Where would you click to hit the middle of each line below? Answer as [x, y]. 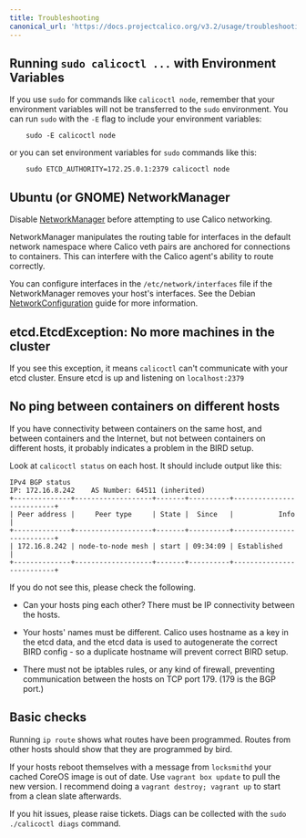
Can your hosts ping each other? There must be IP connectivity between [158, 604]
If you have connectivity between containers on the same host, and [136, 428]
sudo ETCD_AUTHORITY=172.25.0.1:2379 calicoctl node [128, 170]
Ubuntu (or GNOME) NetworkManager [120, 197]
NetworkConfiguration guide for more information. [104, 303]
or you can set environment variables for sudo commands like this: [133, 152]
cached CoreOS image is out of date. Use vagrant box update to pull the [145, 776]
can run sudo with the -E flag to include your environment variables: [136, 119]
